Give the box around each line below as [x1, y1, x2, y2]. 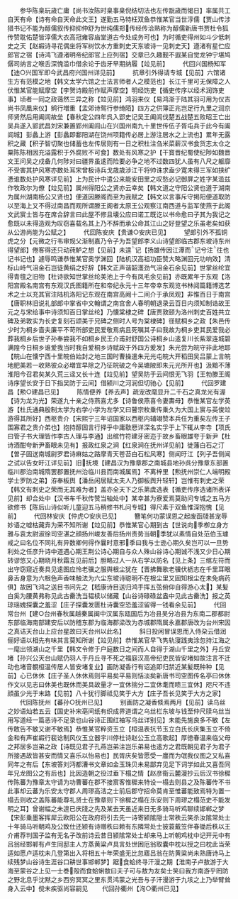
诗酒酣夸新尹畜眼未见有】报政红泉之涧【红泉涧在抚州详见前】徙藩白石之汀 [7, 441, 225, 449]
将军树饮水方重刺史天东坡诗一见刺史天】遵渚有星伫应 [75, 42, 231, 50]
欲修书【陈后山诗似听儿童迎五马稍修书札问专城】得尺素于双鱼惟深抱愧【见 [7, 503, 225, 511]
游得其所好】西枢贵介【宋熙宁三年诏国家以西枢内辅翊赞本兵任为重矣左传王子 [7, 414, 231, 422]
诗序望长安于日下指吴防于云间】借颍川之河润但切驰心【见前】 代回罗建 [7, 379, 227, 387]
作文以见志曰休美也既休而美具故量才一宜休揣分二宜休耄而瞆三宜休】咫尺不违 [7, 680, 231, 688]
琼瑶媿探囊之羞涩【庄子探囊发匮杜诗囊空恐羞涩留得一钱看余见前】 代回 [7, 600, 227, 609]
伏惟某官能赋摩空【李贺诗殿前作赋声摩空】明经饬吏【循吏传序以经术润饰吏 [7, 86, 225, 94]
